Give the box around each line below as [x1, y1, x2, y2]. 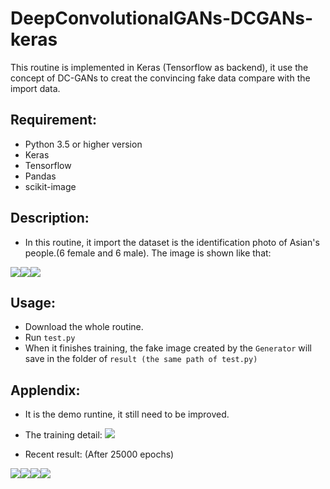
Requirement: [10, 112, 98, 129]
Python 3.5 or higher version [24, 138, 143, 150]
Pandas [24, 170, 57, 182]
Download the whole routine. [24, 321, 144, 333]
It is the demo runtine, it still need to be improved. [24, 408, 230, 421]
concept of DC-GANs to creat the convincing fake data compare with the [10, 72, 311, 84]
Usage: [10, 294, 57, 311]
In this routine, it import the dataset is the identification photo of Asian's [24, 236, 320, 248]
